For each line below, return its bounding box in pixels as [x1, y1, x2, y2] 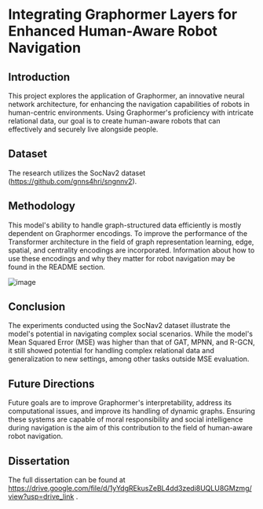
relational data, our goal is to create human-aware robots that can [8, 116, 221, 125]
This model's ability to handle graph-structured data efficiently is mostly [8, 220, 242, 230]
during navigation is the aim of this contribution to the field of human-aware [8, 423, 253, 433]
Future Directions [8, 377, 95, 390]
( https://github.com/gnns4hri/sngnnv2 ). [8, 176, 137, 186]
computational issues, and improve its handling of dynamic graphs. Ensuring [8, 407, 255, 416]
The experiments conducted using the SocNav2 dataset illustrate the [8, 321, 231, 330]
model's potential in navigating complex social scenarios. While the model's [8, 329, 254, 339]
